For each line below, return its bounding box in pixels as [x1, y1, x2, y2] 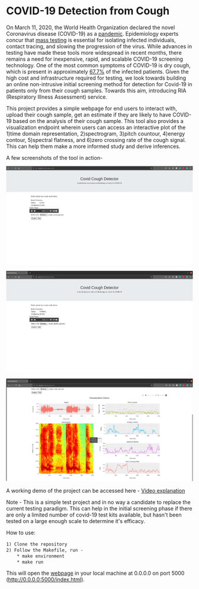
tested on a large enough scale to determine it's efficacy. [6, 517, 145, 524]
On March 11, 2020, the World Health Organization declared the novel [6, 24, 175, 31]
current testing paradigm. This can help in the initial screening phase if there [6, 505, 192, 512]
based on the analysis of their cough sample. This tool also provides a [12, 117, 184, 124]
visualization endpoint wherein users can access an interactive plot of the [6, 124, 186, 131]
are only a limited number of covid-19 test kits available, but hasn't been [6, 511, 182, 518]
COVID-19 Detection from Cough [6, 4, 170, 18]
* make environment [17, 553, 65, 559]
